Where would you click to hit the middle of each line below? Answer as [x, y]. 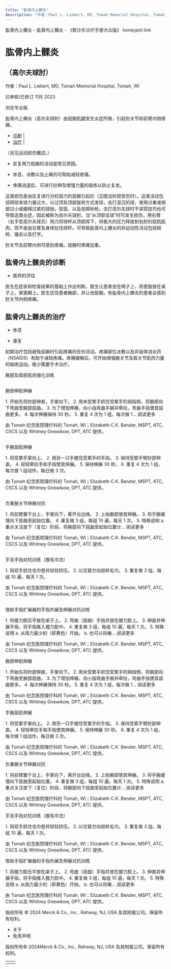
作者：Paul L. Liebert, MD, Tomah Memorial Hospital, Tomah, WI [73, 86]
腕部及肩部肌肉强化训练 [30, 375]
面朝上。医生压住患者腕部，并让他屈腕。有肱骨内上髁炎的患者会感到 [94, 293]
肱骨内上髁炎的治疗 [35, 317]
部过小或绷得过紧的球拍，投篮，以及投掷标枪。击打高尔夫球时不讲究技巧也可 [85, 209]
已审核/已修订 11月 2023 [30, 97]
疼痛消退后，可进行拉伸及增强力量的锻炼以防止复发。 [68, 185]
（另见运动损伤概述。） [29, 153]
